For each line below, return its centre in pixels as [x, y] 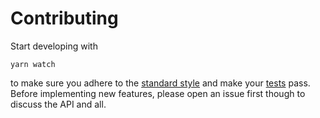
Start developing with [54, 46]
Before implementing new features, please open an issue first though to [158, 93]
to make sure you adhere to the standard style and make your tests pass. [160, 83]
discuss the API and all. [58, 104]
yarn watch [33, 64]
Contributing [64, 18]
